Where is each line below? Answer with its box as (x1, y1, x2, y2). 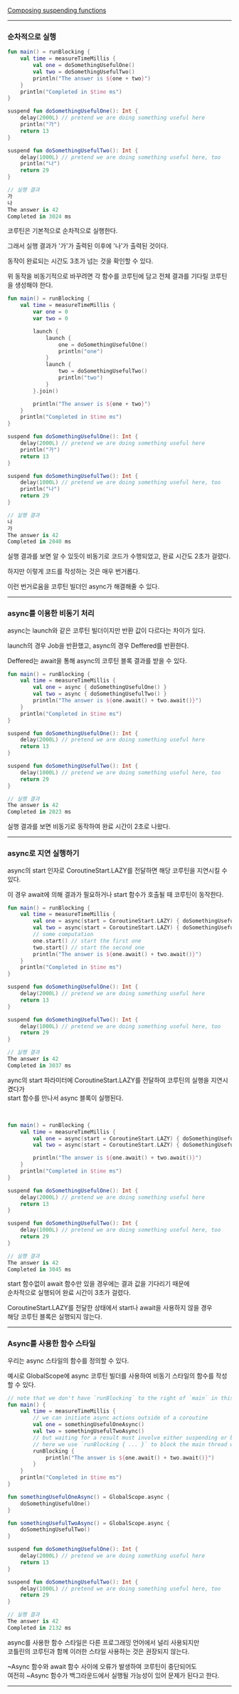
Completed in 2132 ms (7, 1624, 72, 1631)
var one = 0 (33, 308, 69, 316)
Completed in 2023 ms (7, 809, 72, 816)
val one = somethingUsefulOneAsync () (33, 1421, 144, 1428)
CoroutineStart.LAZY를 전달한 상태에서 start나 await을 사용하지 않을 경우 (7, 1304, 213, 1312)
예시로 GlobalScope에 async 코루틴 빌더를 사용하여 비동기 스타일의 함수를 (7, 1371, 215, 1380)
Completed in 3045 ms (7, 1266, 72, 1273)
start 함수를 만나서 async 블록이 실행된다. (7, 1093, 124, 1102)
